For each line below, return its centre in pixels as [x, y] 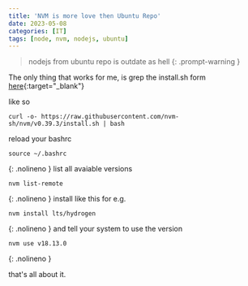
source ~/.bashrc [38, 154]
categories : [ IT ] [38, 31]
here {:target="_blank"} [47, 86]
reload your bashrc [40, 139]
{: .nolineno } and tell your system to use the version [96, 229]
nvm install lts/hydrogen [52, 214]
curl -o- [23, 117]
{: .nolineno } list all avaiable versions [71, 169]
